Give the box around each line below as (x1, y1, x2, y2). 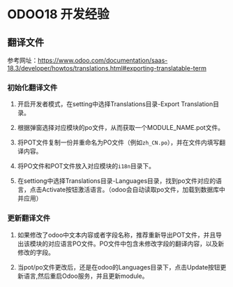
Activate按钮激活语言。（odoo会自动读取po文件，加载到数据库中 (41, 186, 225, 194)
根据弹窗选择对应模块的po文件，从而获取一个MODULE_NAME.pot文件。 (17, 124, 225, 132)
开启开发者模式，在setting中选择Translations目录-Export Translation (17, 100, 213, 108)
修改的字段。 (17, 248, 54, 256)
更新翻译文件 (7, 214, 51, 223)
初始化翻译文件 (7, 82, 58, 92)
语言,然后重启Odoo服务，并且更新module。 (23, 272, 149, 280)
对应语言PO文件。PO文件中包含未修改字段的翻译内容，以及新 (47, 239, 225, 248)
